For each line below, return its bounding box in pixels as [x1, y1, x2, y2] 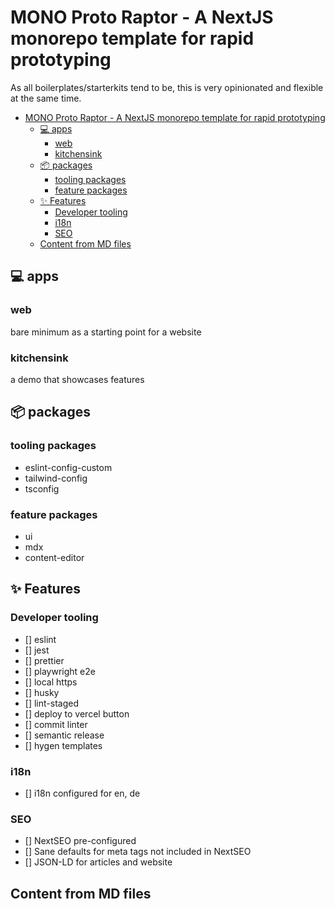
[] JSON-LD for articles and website [24, 856, 173, 868]
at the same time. [10, 92, 82, 104]
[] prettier [24, 654, 65, 666]
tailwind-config [24, 472, 88, 484]
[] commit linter [24, 718, 88, 730]
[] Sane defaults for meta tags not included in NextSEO [24, 846, 252, 858]
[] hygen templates [24, 739, 103, 751]
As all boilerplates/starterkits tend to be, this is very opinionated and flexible [10, 81, 324, 93]
